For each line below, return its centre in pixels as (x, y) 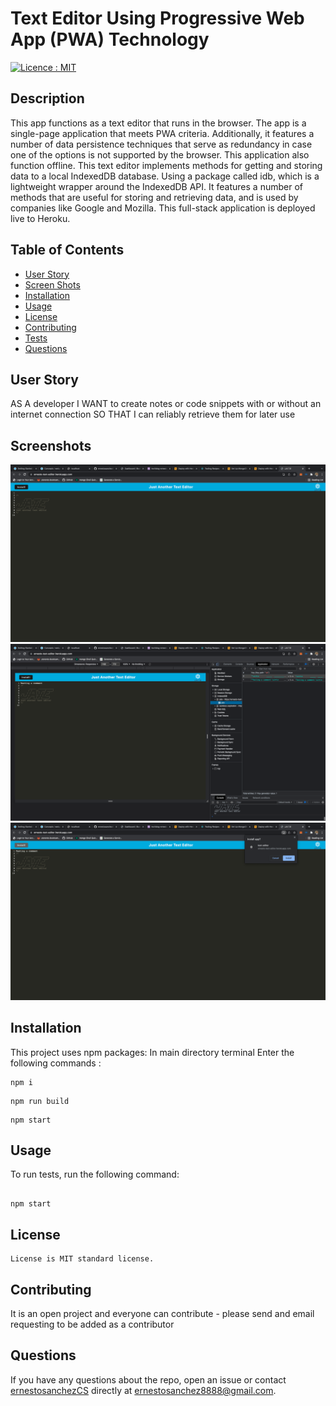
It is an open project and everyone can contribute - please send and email (162, 1313)
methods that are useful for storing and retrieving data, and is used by (154, 197)
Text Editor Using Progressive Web (157, 18)
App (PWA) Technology (110, 39)
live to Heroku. (40, 218)
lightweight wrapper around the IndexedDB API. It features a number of (156, 186)
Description (47, 98)
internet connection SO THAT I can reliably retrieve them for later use (153, 414)
